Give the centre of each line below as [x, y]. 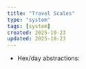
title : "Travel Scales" [41, 13]
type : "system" [29, 20]
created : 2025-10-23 [37, 32]
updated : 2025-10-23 [37, 39]
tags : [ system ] [29, 26]
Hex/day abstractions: [49, 58]
